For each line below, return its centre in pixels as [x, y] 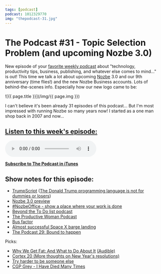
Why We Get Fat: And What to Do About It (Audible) [64, 251]
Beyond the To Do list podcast [42, 211]
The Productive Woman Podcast [44, 216]
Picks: [11, 241]
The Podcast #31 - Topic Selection [75, 43]
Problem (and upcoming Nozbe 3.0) [79, 53]
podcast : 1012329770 [26, 14]
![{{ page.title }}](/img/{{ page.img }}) [43, 96]
